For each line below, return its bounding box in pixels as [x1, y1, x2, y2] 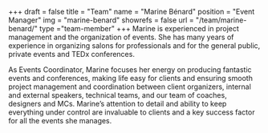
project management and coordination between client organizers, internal [8, 82, 251, 91]
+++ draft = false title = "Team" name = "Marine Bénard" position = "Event [8, 7, 255, 16]
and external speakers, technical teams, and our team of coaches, [8, 91, 227, 99]
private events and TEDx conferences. [8, 50, 135, 58]
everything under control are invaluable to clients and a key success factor [8, 107, 255, 117]
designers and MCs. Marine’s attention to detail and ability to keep [8, 99, 227, 108]
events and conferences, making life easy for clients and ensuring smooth [8, 74, 253, 83]
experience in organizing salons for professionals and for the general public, [8, 41, 261, 50]
